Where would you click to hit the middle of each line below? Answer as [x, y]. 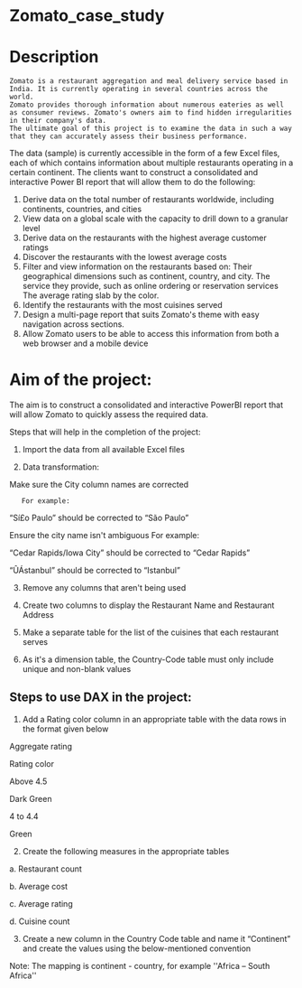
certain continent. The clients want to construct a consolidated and [134, 172]
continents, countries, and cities [82, 210]
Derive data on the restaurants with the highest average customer [145, 238]
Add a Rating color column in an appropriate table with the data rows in [154, 719]
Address [38, 615]
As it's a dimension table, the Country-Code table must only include [148, 659]
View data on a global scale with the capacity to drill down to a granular [155, 219]
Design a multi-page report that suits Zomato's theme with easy [141, 315]
